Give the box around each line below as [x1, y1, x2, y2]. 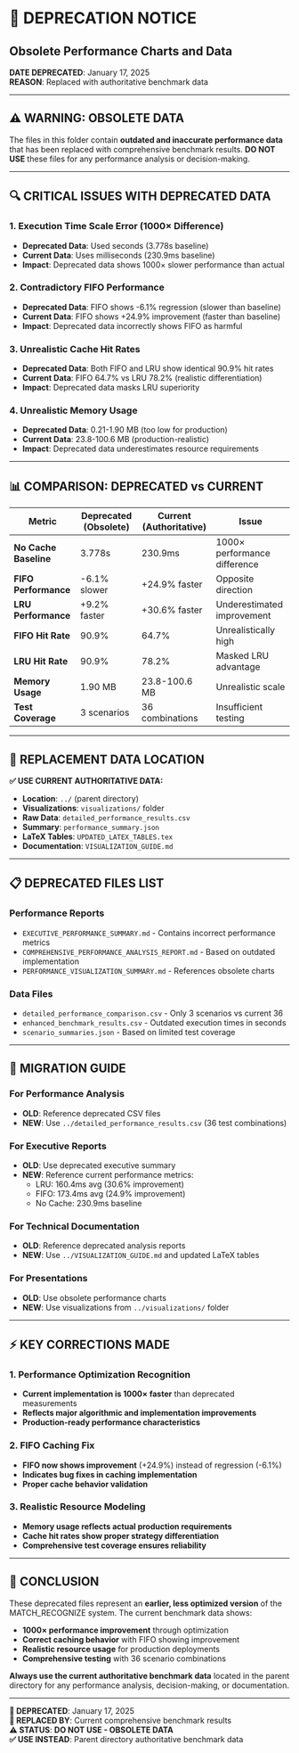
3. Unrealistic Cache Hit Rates [9, 342, 141, 355]
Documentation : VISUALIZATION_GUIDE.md [21, 841, 174, 852]
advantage [215, 661, 261, 673]
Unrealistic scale [215, 681, 286, 694]
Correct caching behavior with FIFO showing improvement [21, 1634, 240, 1644]
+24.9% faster [141, 579, 203, 591]
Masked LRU [215, 650, 270, 663]
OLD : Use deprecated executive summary [21, 1159, 176, 1171]
